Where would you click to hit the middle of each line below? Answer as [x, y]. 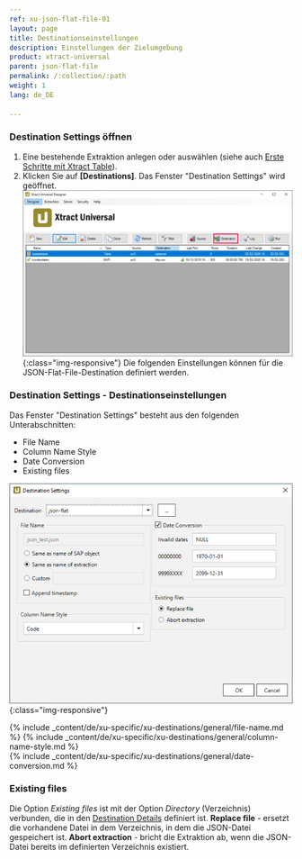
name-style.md [37, 746]
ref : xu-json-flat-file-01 [60, 19]
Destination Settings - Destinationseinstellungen [118, 395]
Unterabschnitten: [43, 424]
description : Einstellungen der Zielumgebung [96, 48]
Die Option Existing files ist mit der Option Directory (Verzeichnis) [130, 808]
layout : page [34, 28]
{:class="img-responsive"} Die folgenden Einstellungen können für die [152, 362]
